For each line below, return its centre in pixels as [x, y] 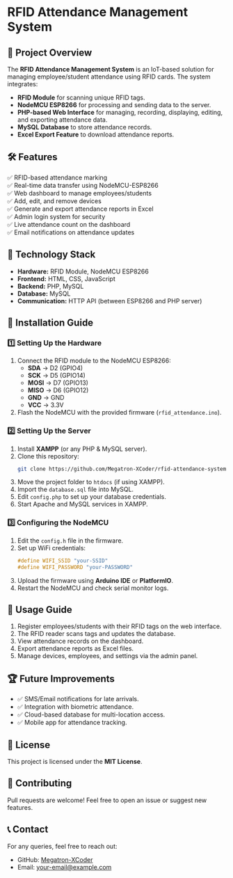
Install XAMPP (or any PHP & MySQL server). [82, 449]
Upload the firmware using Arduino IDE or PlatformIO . [95, 580]
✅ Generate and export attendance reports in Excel [81, 209]
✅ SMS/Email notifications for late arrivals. [78, 699]
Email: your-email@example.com [64, 867]
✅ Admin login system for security [56, 216]
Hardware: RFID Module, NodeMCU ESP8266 [83, 271]
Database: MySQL [44, 294]
